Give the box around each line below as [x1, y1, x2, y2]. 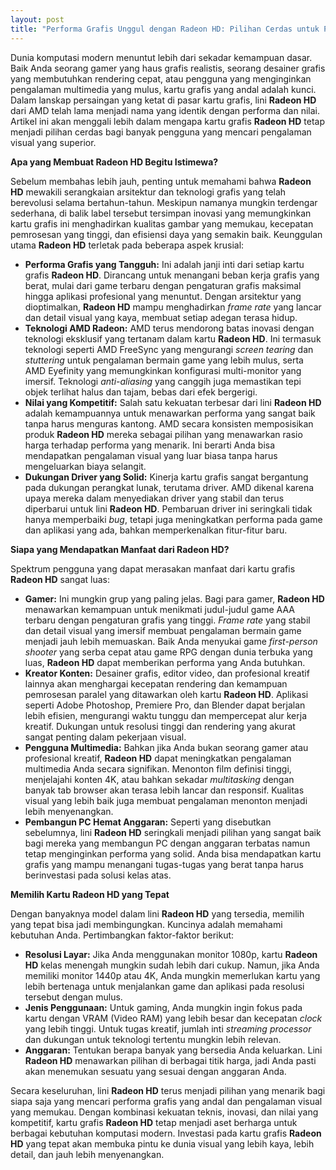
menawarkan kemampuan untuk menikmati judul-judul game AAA [24, 603, 295, 615]
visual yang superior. [10, 136, 97, 148]
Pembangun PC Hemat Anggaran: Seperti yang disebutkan [24, 816, 272, 828]
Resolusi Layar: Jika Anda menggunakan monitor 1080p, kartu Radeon [24, 948, 318, 960]
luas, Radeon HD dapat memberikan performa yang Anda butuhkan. [24, 656, 306, 668]
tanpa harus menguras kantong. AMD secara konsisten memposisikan [24, 417, 314, 430]
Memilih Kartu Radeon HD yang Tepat [10, 888, 170, 900]
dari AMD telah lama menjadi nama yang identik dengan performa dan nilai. [10, 104, 320, 116]
